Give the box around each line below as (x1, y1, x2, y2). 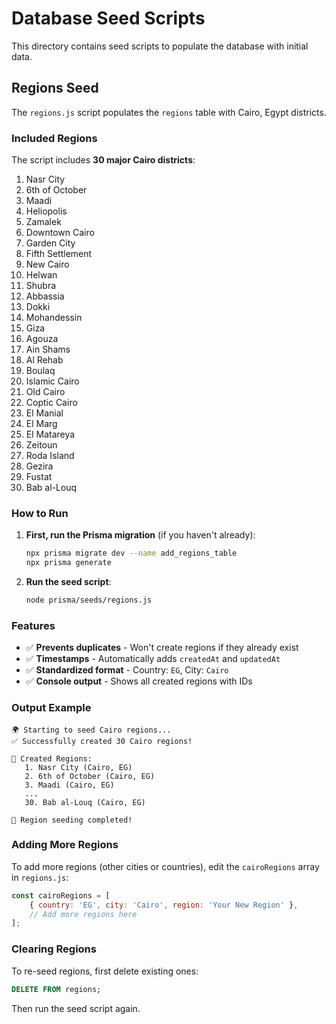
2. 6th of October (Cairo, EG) (24, 771, 156, 781)
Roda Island (25, 450, 75, 462)
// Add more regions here (29, 909, 138, 919)
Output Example (11, 701, 92, 715)
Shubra (25, 280, 57, 292)
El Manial (25, 407, 64, 419)
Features (11, 618, 56, 632)
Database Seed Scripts (11, 7, 206, 30)
